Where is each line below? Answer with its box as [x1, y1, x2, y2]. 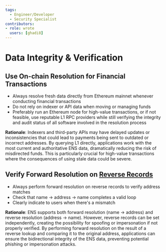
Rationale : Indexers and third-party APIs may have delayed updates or [5, 129, 150, 135]
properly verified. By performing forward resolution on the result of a [5, 225, 147, 231]
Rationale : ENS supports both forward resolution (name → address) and [5, 209, 154, 215]
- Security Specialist [9, 16, 57, 21]
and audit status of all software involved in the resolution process [12, 119, 147, 125]
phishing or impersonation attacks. [5, 241, 76, 247]
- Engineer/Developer [9, 12, 55, 17]
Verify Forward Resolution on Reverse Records [5, 170, 153, 179]
